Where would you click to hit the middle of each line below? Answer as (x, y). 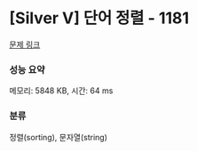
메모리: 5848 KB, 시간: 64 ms (61, 91)
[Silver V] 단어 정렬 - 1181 (99, 18)
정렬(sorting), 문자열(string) (59, 137)
